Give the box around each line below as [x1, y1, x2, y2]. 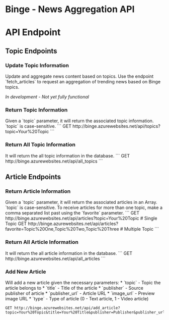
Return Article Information [5, 188, 71, 195]
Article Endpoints [5, 173, 61, 181]
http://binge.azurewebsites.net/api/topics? [72, 123, 161, 129]
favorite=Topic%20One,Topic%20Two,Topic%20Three [5, 226, 119, 232]
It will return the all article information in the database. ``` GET [5, 250, 133, 256]
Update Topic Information [5, 62, 69, 69]
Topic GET [5, 221, 27, 227]
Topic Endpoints [5, 46, 57, 55]
